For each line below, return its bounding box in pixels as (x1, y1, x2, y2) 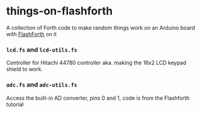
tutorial (6, 100, 24, 108)
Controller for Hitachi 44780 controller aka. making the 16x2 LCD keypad (6, 59, 187, 67)
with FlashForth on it (6, 30, 57, 37)
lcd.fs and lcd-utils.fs (6, 45, 78, 53)
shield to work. (6, 66, 43, 73)
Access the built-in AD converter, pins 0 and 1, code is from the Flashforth (6, 94, 190, 102)
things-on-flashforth (6, 4, 113, 18)
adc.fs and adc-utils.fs (6, 81, 78, 89)
